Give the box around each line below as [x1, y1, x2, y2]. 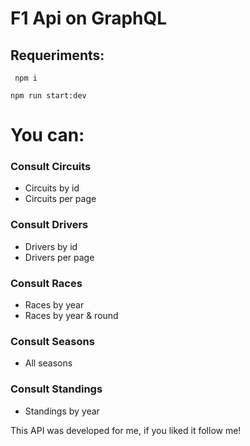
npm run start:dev [10, 91, 87, 101]
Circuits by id [24, 182, 80, 194]
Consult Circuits [10, 160, 92, 174]
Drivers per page [24, 251, 95, 263]
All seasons [24, 357, 73, 369]
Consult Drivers [10, 218, 89, 232]
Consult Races [10, 276, 83, 290]
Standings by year [24, 405, 100, 417]
